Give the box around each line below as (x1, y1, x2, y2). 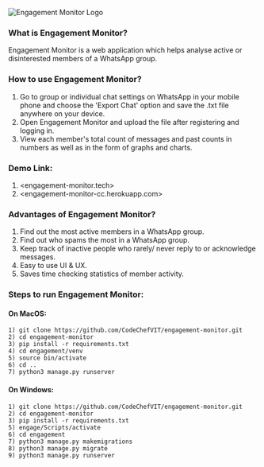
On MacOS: (8, 309, 47, 318)
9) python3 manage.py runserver (8, 451, 115, 459)
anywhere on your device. (19, 108, 105, 119)
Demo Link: (8, 162, 53, 173)
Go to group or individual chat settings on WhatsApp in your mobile (19, 91, 239, 101)
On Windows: (8, 384, 54, 394)
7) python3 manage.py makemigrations (8, 438, 133, 446)
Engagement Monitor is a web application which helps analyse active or (8, 45, 243, 55)
